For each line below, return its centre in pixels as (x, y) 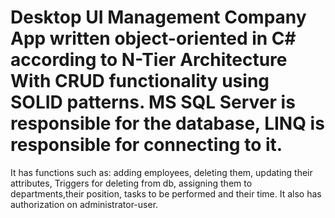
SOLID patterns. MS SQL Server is (153, 102)
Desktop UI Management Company (158, 17)
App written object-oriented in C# (153, 38)
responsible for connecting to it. (146, 145)
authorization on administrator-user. (84, 204)
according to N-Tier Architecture (149, 60)
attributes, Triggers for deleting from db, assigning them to (131, 183)
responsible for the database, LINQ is (167, 123)
